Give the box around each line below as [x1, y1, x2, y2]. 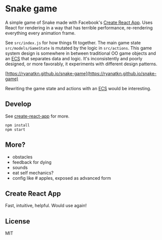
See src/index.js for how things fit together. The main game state [5, 39, 141, 45]
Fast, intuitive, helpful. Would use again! [5, 203, 87, 209]
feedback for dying [12, 159, 52, 165]
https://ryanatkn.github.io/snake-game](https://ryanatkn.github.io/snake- [6, 70, 157, 76]
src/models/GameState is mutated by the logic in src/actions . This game [5, 45, 153, 51]
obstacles [12, 154, 33, 160]
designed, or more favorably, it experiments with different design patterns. [5, 61, 158, 67]
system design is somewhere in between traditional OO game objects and [5, 50, 156, 56]
